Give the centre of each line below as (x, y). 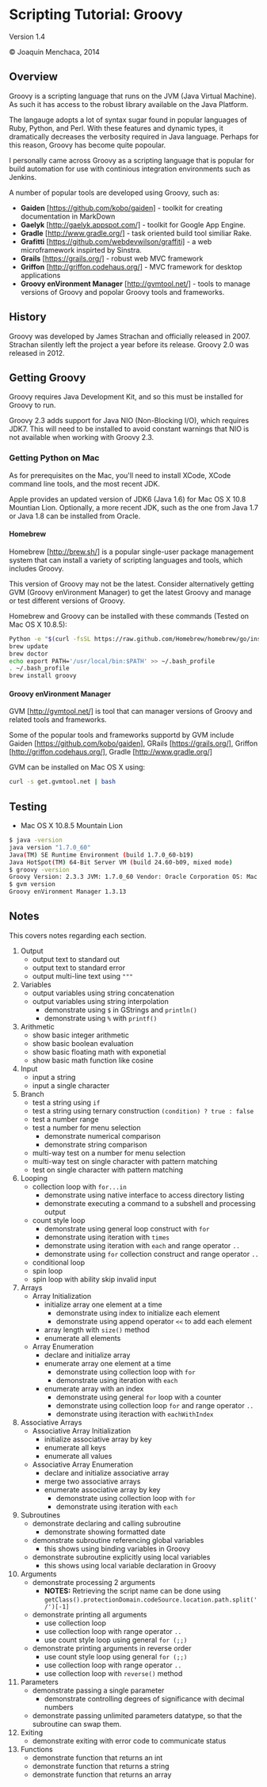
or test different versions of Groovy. (67, 601)
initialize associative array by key (98, 1439)
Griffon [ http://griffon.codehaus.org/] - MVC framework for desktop (131, 266)
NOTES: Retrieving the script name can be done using (132, 1590)
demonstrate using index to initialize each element (138, 1312)
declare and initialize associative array (107, 1472)
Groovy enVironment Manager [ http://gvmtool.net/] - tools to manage (135, 284)
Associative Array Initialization (82, 1430)
